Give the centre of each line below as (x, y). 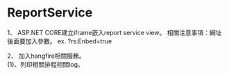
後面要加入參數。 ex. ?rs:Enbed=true (60, 41)
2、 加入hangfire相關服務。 (46, 56)
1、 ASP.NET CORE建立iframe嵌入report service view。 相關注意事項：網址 (114, 32)
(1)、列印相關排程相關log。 (46, 64)
